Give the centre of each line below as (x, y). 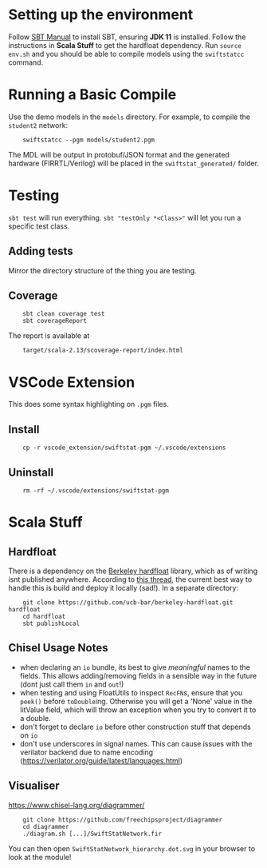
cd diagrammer (46, 826)
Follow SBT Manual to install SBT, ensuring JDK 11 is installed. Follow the (127, 37)
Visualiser (34, 786)
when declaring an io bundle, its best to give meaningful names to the (135, 667)
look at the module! (40, 857)
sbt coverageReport (55, 321)
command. (26, 62)
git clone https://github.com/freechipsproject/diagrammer (123, 820)
